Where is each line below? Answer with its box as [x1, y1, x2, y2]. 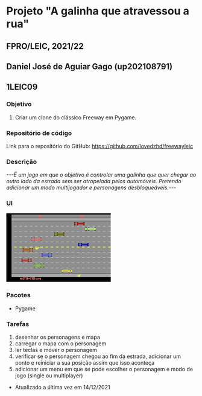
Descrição [6, 157, 37, 166]
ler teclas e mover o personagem [14, 347, 98, 354]
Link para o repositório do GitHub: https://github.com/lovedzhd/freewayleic [6, 142, 194, 149]
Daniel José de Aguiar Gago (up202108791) [6, 61, 173, 72]
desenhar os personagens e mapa [14, 333, 101, 341]
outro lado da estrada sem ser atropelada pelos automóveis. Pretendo [6, 178, 182, 185]
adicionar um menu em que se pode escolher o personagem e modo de [14, 366, 194, 373]
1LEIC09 [6, 82, 38, 92]
